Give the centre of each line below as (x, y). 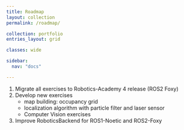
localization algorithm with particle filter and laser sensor (94, 108)
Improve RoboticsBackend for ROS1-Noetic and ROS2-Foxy (88, 120)
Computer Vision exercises (57, 114)
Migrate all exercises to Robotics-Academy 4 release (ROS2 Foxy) (97, 89)
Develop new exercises (44, 95)
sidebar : (17, 61)
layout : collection (31, 17)
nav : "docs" (27, 66)
